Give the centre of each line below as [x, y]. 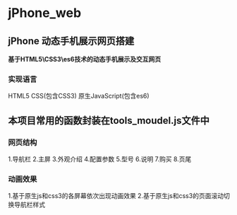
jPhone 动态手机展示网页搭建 [71, 41]
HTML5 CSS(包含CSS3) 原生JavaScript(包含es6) [79, 96]
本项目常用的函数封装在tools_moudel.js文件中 [109, 121]
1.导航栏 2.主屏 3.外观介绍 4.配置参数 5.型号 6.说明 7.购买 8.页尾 [100, 159]
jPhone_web [45, 13]
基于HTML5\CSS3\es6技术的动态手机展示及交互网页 [85, 59]
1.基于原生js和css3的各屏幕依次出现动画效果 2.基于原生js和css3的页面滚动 [116, 196]
